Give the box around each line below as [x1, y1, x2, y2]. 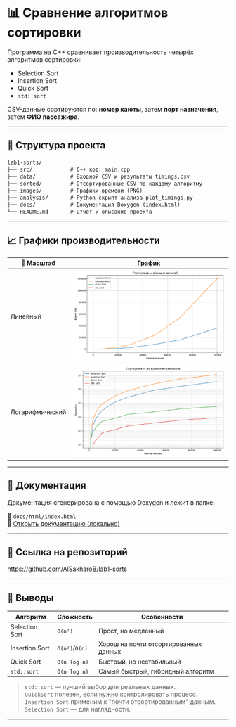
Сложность [57, 612, 93, 621]
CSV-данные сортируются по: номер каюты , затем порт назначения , [7, 105, 219, 113]
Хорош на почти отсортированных [98, 640, 202, 648]
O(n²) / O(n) [57, 643, 88, 652]
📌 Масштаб [20, 259, 56, 267]
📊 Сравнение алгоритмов [7, 5, 169, 21]
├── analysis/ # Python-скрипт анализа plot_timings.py [7, 194, 193, 201]
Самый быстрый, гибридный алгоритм [98, 667, 214, 675]
